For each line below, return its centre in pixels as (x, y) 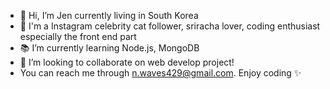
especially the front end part (78, 36)
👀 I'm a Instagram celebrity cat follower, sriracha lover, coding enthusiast (170, 26)
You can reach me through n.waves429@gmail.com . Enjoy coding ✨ (160, 73)
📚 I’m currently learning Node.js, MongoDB (109, 48)
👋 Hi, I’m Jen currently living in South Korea (109, 15)
